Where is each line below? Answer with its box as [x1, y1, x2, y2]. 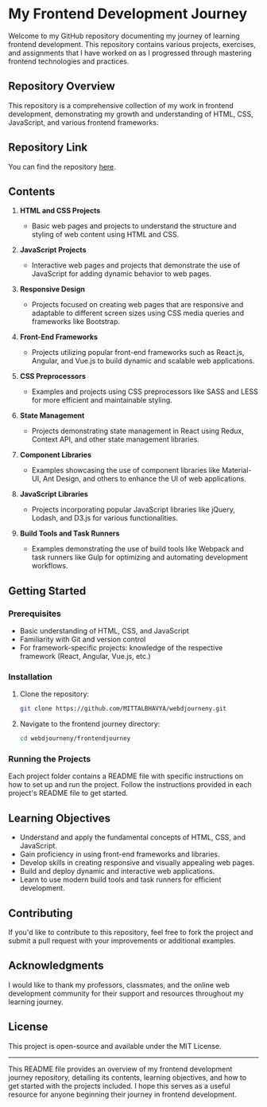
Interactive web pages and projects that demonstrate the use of [31, 260, 241, 271]
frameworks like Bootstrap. [31, 317, 121, 326]
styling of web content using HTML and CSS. [31, 230, 180, 240]
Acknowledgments [8, 959, 105, 973]
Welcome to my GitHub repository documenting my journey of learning [8, 31, 240, 41]
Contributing [8, 906, 73, 920]
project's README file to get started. [8, 789, 129, 798]
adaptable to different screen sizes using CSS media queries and [31, 308, 245, 318]
